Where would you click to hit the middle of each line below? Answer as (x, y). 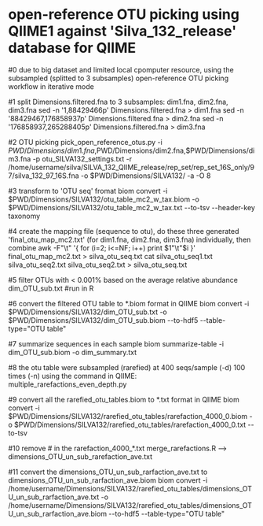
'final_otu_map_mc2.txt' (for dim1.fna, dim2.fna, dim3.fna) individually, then (130, 239)
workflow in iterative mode (51, 86)
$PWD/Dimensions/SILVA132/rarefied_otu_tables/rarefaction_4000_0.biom (128, 416)
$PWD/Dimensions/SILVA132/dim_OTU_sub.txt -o (88, 312)
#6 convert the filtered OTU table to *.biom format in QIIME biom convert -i (129, 303)
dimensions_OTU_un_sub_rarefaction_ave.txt (80, 456)
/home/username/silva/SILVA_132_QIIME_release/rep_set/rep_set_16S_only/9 (131, 167)
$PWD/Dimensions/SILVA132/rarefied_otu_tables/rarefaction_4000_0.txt (130, 424)
